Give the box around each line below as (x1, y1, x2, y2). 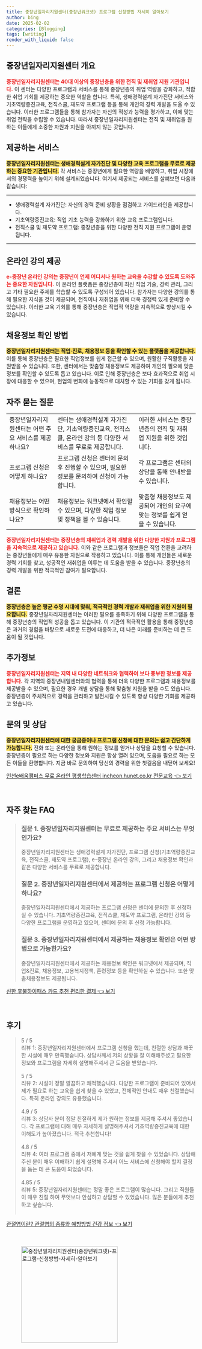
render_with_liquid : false (6, 37, 74, 43)
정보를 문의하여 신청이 (57, 472, 116, 480)
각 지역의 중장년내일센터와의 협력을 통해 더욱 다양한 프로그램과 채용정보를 (23, 677, 196, 684)
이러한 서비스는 (138, 416, 179, 424)
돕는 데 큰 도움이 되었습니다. (27, 1166, 93, 1173)
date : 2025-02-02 (6, 20, 50, 26)
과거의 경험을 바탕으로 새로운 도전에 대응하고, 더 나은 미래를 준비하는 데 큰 (12, 625, 186, 633)
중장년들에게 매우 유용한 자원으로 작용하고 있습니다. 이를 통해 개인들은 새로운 (12, 552, 192, 559)
